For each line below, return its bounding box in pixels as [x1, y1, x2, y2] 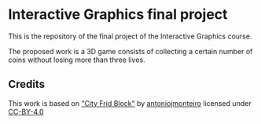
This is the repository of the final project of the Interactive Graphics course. [8, 31, 252, 41]
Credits [8, 78, 46, 91]
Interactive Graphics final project [8, 5, 228, 24]
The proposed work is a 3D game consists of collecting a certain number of [8, 46, 253, 56]
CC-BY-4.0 [8, 107, 44, 116]
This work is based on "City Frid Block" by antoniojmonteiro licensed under [8, 98, 252, 108]
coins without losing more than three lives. [8, 55, 145, 64]
